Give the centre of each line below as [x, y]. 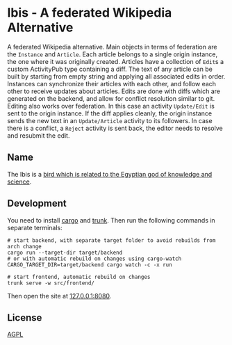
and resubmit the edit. [39, 135]
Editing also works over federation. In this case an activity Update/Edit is [111, 106]
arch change [24, 246]
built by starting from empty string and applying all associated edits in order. [116, 76]
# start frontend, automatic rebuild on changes [79, 277]
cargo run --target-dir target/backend [65, 252]
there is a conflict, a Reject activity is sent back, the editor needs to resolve [115, 128]
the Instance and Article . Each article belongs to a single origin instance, [113, 54]
